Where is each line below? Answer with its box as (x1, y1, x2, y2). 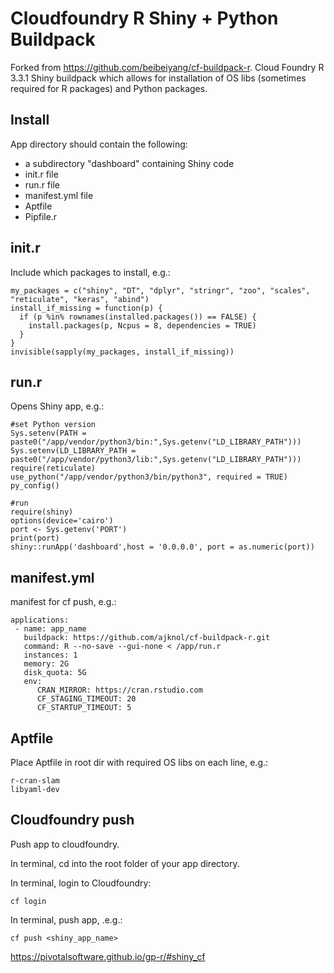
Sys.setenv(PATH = (10, 428, 87, 439)
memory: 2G (23, 659, 70, 669)
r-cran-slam (10, 776, 60, 786)
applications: (10, 615, 70, 626)
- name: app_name (14, 624, 87, 634)
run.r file (24, 178, 60, 191)
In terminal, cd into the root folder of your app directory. (10, 857, 240, 869)
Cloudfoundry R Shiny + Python (10, 7, 279, 30)
